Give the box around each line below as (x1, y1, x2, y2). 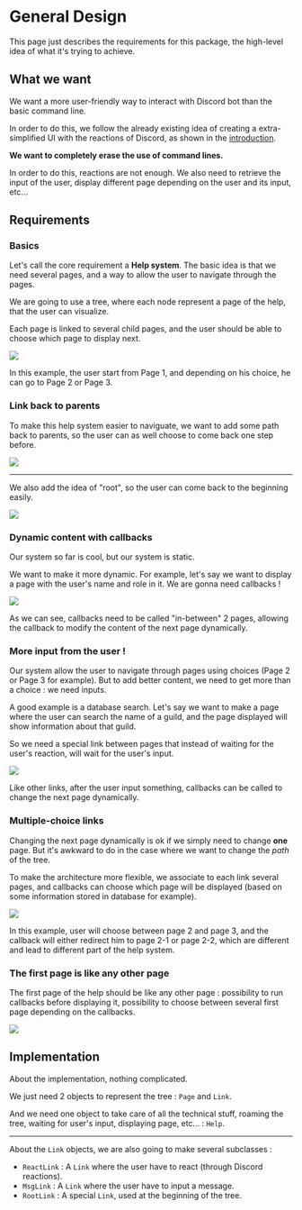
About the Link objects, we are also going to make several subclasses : (9, 1143, 272, 1154)
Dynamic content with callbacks (9, 531, 153, 543)
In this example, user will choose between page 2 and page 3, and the (9, 925, 270, 936)
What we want (9, 72, 92, 87)
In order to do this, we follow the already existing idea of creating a (9, 123, 257, 133)
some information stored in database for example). (9, 890, 197, 902)
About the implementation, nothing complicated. (9, 1073, 188, 1084)
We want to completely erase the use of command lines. (9, 150, 224, 160)
